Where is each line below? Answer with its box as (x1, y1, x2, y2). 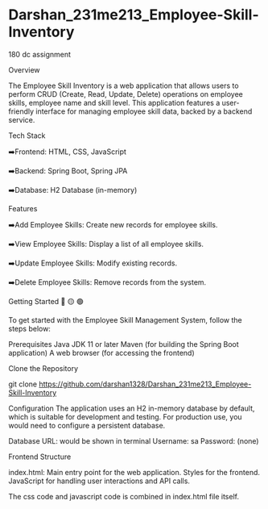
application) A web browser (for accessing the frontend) (8, 348, 195, 357)
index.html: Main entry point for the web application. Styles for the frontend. (8, 467, 260, 477)
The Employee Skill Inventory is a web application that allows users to (8, 81, 239, 90)
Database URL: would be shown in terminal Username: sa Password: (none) (8, 436, 259, 445)
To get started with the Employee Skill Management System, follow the (8, 315, 243, 324)
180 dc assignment (8, 49, 71, 59)
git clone (8, 379, 38, 389)
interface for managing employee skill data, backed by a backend (35, 106, 253, 116)
